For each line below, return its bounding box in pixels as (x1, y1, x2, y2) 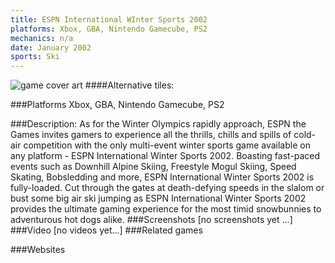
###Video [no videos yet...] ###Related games (10, 224, 203, 236)
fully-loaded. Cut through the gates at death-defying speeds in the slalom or (10, 182, 325, 194)
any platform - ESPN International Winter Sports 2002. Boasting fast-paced (10, 150, 321, 162)
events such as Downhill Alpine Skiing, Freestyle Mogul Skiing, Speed (10, 161, 297, 173)
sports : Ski (10, 52, 60, 62)
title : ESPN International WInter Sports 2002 (10, 14, 208, 25)
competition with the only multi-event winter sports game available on (23, 139, 311, 151)
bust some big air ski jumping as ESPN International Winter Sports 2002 (10, 192, 307, 205)
